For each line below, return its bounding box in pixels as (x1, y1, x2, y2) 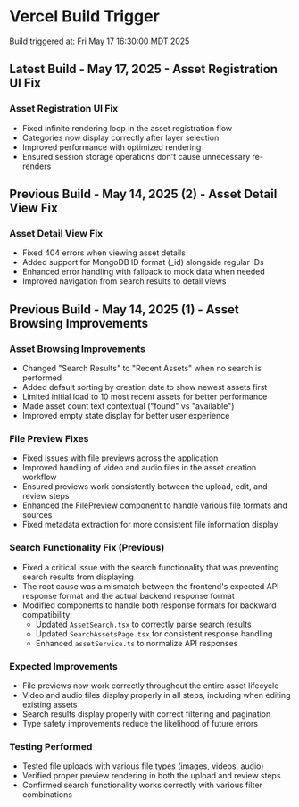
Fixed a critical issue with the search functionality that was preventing (21, 562, 279, 572)
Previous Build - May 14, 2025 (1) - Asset (9, 302, 239, 317)
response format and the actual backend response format (21, 590, 235, 601)
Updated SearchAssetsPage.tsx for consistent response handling (35, 628, 273, 639)
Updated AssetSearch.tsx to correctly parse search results (35, 619, 252, 629)
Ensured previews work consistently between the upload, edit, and (21, 481, 268, 492)
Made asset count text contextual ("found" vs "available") (21, 401, 235, 412)
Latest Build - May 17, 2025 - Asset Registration (9, 62, 278, 77)
